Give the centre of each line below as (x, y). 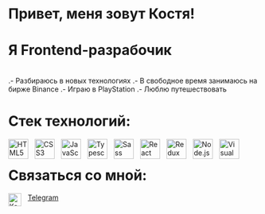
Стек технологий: (70, 121)
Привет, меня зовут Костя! (101, 14)
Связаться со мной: (78, 175)
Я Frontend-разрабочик (90, 51)
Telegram (43, 197)
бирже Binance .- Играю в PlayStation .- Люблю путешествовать (117, 89)
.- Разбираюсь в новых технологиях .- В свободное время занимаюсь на (133, 81)
